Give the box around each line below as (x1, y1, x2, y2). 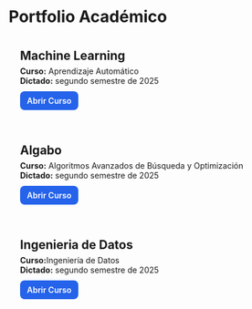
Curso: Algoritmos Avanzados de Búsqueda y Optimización (20, 160, 244, 170)
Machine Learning (20, 47, 126, 63)
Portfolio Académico (8, 6, 168, 27)
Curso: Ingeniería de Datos (20, 254, 120, 265)
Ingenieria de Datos (20, 237, 133, 252)
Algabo (20, 142, 62, 158)
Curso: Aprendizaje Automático (20, 66, 139, 77)
